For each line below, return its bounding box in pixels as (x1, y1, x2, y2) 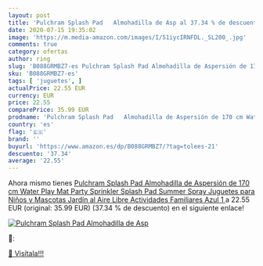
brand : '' (8, 135, 41, 143)
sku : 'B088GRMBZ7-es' (8, 70, 79, 77)
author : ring (8, 56, 51, 63)
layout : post (8, 11, 51, 20)
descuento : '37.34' (8, 149, 72, 157)
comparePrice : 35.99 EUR (8, 106, 89, 114)
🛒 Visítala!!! (8, 249, 45, 258)
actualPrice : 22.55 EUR (8, 84, 86, 92)
